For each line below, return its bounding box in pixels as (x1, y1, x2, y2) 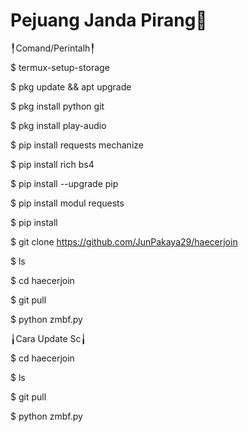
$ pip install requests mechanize (10, 139, 144, 151)
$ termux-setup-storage (10, 61, 110, 73)
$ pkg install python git (10, 100, 105, 112)
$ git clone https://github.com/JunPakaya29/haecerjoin (10, 235, 238, 248)
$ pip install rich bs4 (10, 158, 95, 170)
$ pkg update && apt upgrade (10, 80, 132, 93)
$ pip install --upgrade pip (10, 177, 119, 189)
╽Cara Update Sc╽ (10, 332, 87, 344)
